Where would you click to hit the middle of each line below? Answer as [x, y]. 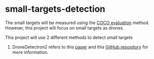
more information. [30, 52]
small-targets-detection [55, 9]
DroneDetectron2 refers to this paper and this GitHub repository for [80, 47]
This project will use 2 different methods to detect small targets [69, 37]
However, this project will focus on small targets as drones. [64, 28]
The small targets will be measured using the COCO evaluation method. [77, 23]
